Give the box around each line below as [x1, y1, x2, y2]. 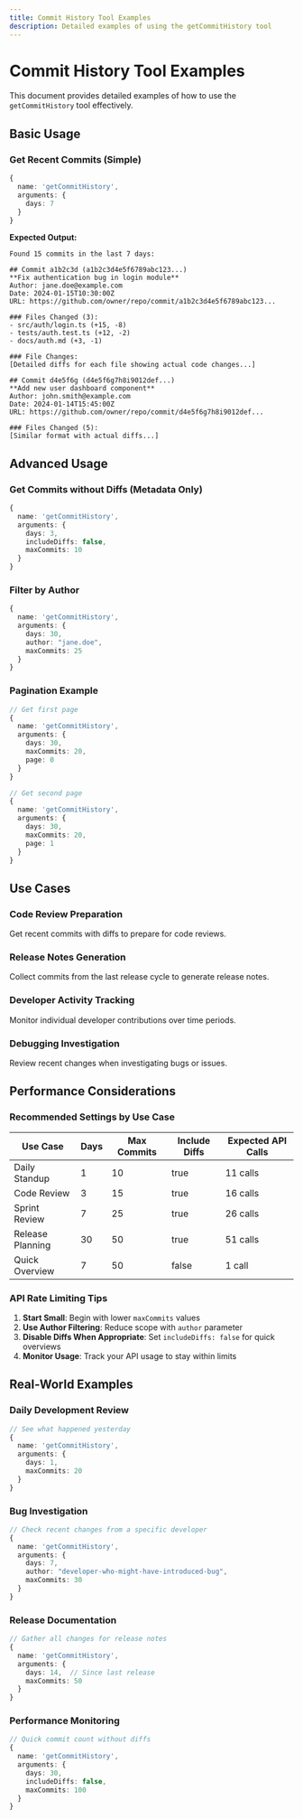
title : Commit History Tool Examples [9, 13, 151, 23]
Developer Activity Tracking [9, 994, 135, 1007]
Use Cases [9, 880, 71, 895]
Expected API [227, 1134, 287, 1147]
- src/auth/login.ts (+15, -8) [9, 321, 127, 330]
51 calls [225, 1233, 260, 1245]
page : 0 [25, 755, 54, 764]
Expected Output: [9, 232, 78, 243]
